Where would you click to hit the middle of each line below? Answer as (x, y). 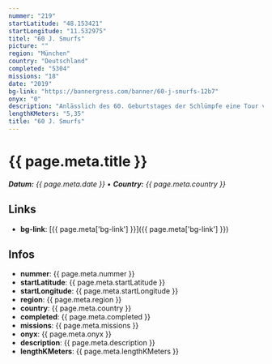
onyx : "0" (25, 99)
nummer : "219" (32, 16)
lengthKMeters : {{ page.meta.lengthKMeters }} (100, 351)
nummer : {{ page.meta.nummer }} (77, 274)
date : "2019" (30, 84)
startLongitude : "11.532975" (57, 31)
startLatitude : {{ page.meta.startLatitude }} (93, 283)
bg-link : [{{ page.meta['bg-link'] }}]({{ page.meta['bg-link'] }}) (124, 229)
